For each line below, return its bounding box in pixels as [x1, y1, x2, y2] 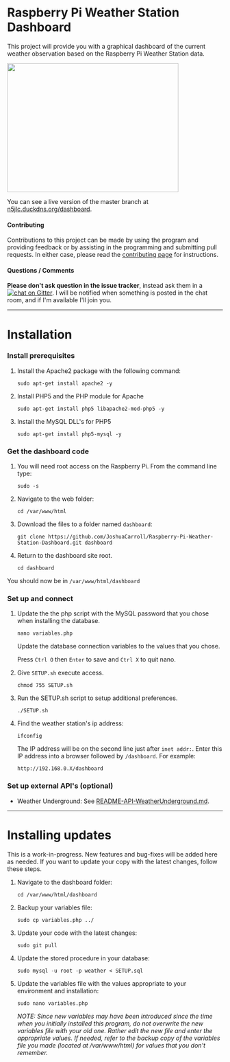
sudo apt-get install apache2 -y [16, 380, 113, 387]
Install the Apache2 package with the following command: [16, 366, 181, 375]
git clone [16, 534, 46, 541]
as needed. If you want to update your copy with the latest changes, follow [7, 857, 218, 866]
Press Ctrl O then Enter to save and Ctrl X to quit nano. [16, 655, 176, 664]
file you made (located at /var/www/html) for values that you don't [16, 1041, 206, 1049]
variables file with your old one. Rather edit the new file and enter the [16, 1026, 213, 1035]
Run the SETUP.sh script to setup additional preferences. [16, 694, 178, 702]
